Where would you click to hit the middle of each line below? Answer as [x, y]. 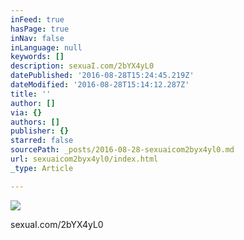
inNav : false [37, 38]
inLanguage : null [46, 47]
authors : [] [35, 122]
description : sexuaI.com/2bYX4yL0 [82, 66]
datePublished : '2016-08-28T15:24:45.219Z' [102, 76]
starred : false [42, 141]
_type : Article [42, 168]
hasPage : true [40, 29]
